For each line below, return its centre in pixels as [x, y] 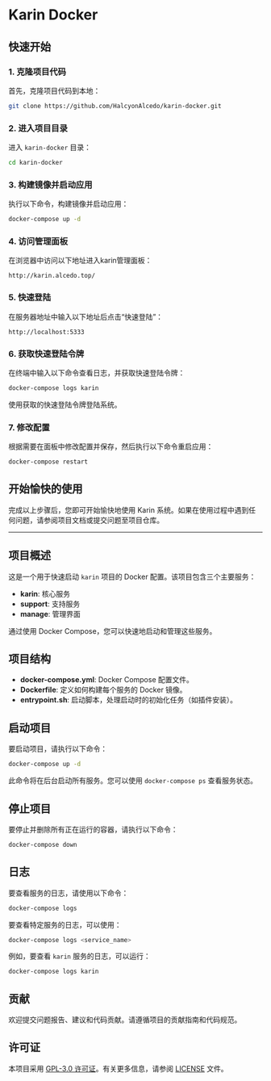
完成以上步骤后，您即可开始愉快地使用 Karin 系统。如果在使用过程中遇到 [129, 509]
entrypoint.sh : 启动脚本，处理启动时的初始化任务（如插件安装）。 [129, 700]
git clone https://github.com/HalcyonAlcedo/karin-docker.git [115, 106]
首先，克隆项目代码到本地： [54, 90]
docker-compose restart [48, 462]
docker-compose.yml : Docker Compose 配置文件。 [106, 680]
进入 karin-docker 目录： [50, 148]
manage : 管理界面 [50, 614]
